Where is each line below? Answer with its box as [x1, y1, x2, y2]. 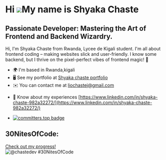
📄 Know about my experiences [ [12, 94, 80, 100]
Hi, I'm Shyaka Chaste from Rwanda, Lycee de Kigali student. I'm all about [5, 46, 161, 52]
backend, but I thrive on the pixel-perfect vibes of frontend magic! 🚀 [5, 56, 149, 63]
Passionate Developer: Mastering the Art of [5, 24, 147, 33]
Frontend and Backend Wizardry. [5, 32, 113, 41]
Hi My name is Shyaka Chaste [5, 4, 139, 15]
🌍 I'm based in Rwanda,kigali [12, 67, 75, 73]
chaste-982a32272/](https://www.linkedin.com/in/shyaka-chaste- [12, 99, 152, 106]
